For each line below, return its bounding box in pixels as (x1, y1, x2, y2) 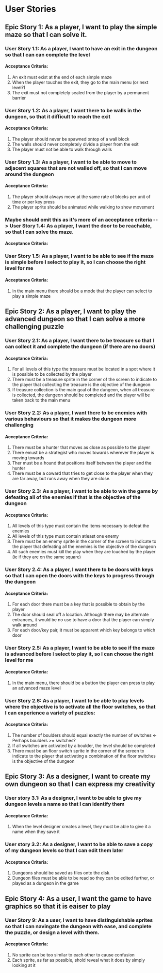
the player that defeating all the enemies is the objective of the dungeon (12, 544, 156, 549)
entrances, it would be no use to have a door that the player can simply (12, 617, 154, 623)
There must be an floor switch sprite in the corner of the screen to (12, 748, 145, 753)
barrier (12, 95, 26, 101)
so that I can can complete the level (5, 51, 90, 58)
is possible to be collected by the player (12, 371, 92, 377)
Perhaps (12, 737, 29, 743)
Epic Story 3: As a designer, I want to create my (5, 772, 150, 781)
